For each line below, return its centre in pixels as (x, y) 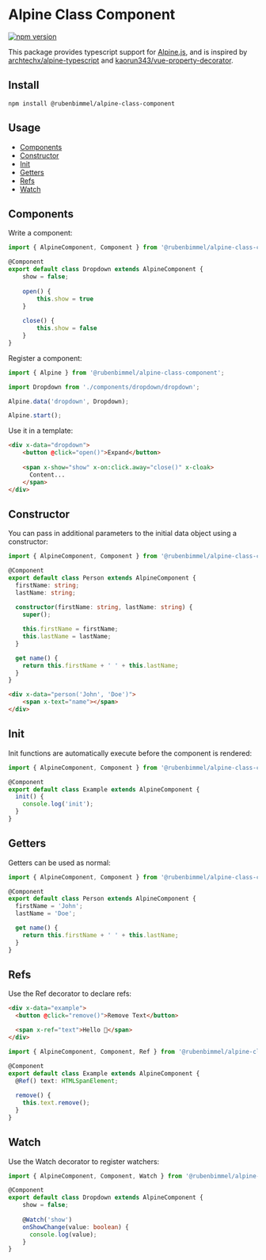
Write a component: (40, 233)
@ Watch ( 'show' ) (47, 1220)
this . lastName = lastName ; (67, 637)
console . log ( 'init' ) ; (58, 804)
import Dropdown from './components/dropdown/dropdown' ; (104, 387)
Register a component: (45, 358)
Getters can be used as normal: (59, 863)
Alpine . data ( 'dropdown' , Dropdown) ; (68, 401)
